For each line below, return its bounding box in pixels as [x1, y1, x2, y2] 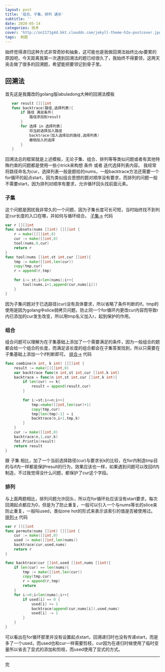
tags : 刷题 [5, 35, 28, 40]
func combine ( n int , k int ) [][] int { [5, 361, 84, 366]
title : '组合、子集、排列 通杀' [5, 12, 64, 17]
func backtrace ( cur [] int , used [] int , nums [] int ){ [5, 560, 111, 565]
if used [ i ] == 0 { [23, 597, 60, 602]
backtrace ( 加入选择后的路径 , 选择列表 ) [29, 133, 100, 138]
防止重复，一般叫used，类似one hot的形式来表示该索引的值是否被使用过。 [5, 508, 156, 514]
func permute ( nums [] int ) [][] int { [5, 529, 80, 533]
